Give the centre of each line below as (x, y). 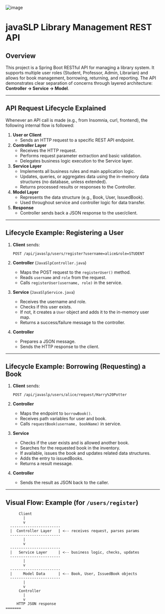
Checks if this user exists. (46, 307)
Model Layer (25, 192)
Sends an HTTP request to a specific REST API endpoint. (77, 140)
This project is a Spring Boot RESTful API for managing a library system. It (80, 68)
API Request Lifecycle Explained (56, 108)
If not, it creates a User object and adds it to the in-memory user (84, 312)
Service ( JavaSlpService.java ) (44, 292)
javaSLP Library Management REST (79, 27)
